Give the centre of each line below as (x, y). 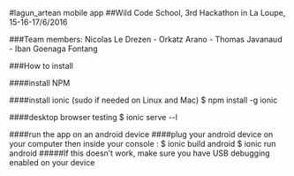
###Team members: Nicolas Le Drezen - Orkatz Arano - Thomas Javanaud (146, 39)
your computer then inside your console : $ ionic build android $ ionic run (143, 144)
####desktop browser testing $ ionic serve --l (94, 117)
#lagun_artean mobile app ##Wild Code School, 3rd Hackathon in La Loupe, (147, 13)
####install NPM (40, 83)
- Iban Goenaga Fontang (54, 49)
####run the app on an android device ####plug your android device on (141, 134)
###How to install (41, 66)
